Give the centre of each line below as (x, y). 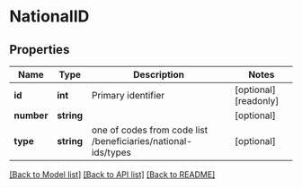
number (31, 115)
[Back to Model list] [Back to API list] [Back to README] (112, 175)
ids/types (111, 152)
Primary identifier (128, 95)
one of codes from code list (150, 130)
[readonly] (257, 101)
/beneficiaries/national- (142, 141)
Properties (40, 50)
